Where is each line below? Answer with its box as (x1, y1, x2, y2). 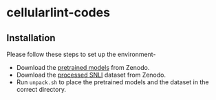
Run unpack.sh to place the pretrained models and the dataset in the (16, 78, 209, 86)
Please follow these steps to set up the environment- (6, 50, 156, 58)
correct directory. (16, 86, 67, 93)
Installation (6, 32, 56, 44)
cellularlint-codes (6, 5, 111, 21)
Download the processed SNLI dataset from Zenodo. (16, 71, 166, 79)
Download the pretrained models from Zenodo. (16, 64, 150, 71)
